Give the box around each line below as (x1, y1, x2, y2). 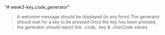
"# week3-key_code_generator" (4, 4, 70, 10)
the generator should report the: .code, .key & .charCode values (16, 24, 148, 30)
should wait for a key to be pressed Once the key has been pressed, (16, 19, 157, 25)
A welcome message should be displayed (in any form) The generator (16, 14, 160, 19)
